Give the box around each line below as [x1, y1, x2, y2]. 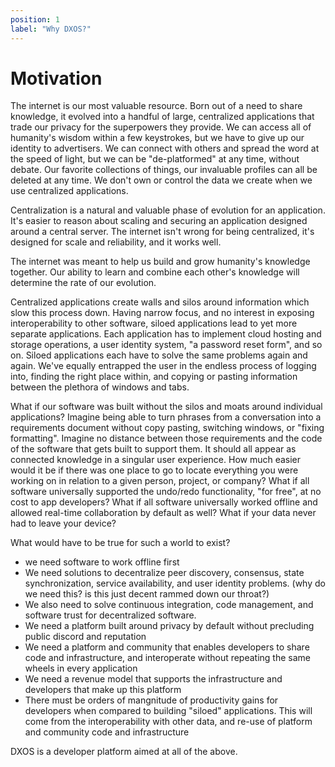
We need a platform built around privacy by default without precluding [24, 620, 315, 632]
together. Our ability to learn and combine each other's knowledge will [10, 266, 300, 278]
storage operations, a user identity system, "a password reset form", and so [10, 339, 323, 351]
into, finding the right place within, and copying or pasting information [10, 371, 298, 383]
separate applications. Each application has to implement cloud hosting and [10, 328, 322, 340]
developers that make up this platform [24, 684, 182, 696]
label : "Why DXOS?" [10, 24, 92, 34]
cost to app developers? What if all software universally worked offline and [10, 496, 318, 508]
